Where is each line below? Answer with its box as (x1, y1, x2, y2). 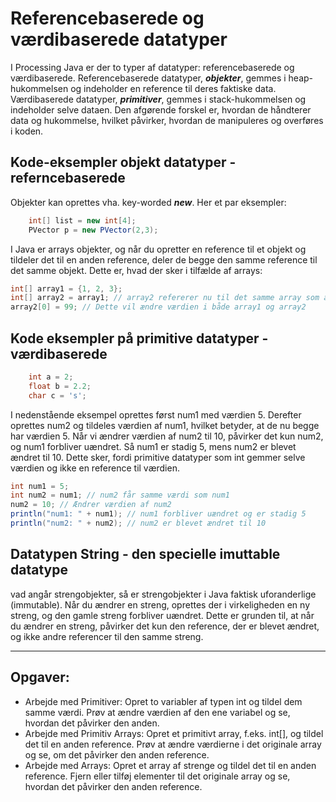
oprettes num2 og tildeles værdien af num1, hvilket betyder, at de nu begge (10, 419, 320, 431)
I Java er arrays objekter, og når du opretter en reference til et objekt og (10, 243, 307, 255)
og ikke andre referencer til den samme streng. (10, 630, 204, 642)
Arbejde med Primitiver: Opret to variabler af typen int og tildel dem (24, 695, 303, 707)
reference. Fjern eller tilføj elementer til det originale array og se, (24, 770, 291, 782)
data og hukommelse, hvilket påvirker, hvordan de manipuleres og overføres (10, 114, 324, 126)
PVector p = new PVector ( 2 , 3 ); (28, 225, 159, 235)
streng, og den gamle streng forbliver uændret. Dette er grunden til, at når (10, 609, 315, 621)
